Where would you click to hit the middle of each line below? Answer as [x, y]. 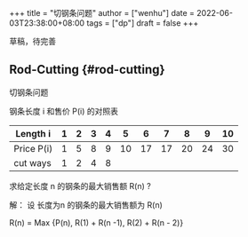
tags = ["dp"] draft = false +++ [143, 23]
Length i [33, 133]
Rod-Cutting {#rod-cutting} [88, 70]
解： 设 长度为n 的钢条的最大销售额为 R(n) [86, 205]
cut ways [32, 162]
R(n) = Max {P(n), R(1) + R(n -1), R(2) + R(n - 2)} [96, 222]
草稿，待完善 [32, 41]
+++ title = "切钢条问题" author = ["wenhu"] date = [102, 13]
